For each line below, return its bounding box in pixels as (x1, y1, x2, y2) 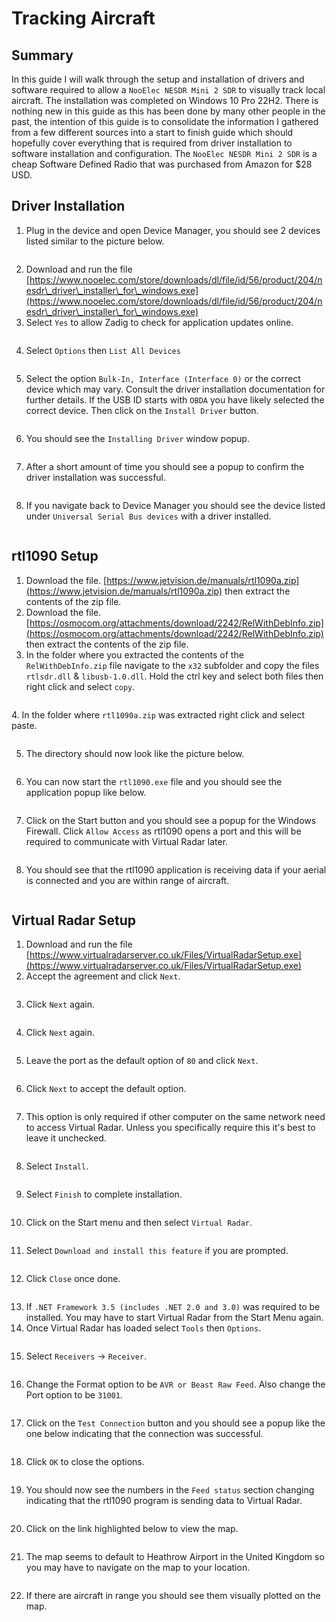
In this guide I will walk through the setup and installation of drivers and (11, 73, 305, 85)
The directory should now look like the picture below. (25, 747, 245, 759)
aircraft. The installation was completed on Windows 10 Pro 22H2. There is (11, 95, 319, 106)
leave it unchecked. (25, 1132, 107, 1144)
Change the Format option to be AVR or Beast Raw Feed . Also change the (25, 1378, 326, 1391)
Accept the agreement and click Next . (25, 970, 181, 982)
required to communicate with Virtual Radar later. (25, 835, 229, 847)
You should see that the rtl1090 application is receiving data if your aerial (25, 863, 327, 876)
